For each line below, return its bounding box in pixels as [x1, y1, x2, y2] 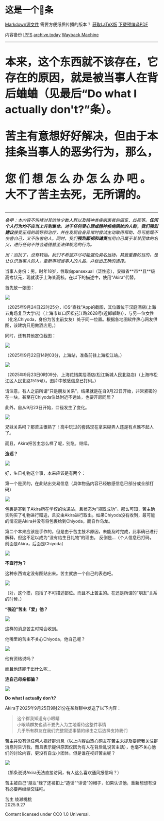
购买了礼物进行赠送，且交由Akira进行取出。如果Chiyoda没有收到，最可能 [9, 512, 155, 518]
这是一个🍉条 [5, 4, 53, 16]
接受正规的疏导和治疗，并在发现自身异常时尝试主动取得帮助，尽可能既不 [14, 229, 158, 235]
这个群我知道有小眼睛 [16, 715, 60, 721]
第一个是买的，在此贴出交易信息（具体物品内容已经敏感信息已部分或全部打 [5, 480, 154, 486]
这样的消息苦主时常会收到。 [5, 625, 61, 631]
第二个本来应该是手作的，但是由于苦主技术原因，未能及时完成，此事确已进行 [5, 528, 158, 534]
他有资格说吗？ [5, 655, 35, 661]
